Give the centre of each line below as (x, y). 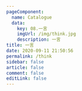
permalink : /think (29, 56)
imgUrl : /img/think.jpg (47, 34)
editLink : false (26, 78)
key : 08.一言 (32, 28)
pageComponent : (25, 12)
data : (19, 23)
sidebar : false (25, 62)
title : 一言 (20, 45)
